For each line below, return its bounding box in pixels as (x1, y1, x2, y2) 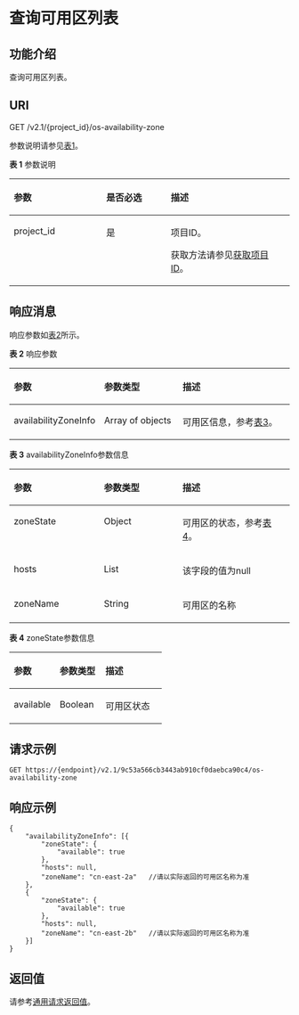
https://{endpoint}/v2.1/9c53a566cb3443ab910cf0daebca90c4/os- (25, 765, 265, 775)
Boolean (59, 698, 94, 710)
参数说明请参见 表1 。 (9, 140, 83, 151)
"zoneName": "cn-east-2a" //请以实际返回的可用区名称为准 (41, 872, 250, 882)
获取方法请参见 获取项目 (170, 249, 270, 261)
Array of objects (103, 413, 172, 426)
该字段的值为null (182, 564, 251, 577)
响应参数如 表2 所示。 (9, 329, 85, 340)
